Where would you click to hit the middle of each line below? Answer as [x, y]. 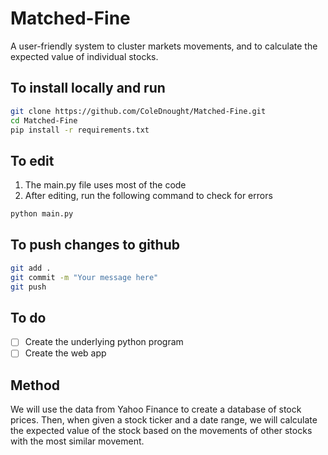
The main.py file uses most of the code [105, 185]
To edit [32, 160]
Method [35, 385]
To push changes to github [95, 245]
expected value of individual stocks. [84, 56]
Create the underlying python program [104, 342]
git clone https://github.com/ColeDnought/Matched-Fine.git [138, 111]
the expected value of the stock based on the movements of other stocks [161, 431]
